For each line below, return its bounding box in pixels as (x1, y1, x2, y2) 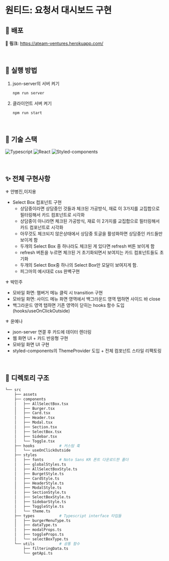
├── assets (14, 392, 37, 397)
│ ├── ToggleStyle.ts (14, 504, 64, 509)
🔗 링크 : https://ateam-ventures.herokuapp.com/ (5, 41, 104, 46)
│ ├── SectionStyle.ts (14, 490, 66, 495)
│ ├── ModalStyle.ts (14, 485, 62, 490)
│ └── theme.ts (14, 508, 51, 514)
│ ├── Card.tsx (14, 410, 51, 416)
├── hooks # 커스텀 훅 (14, 443, 80, 448)
